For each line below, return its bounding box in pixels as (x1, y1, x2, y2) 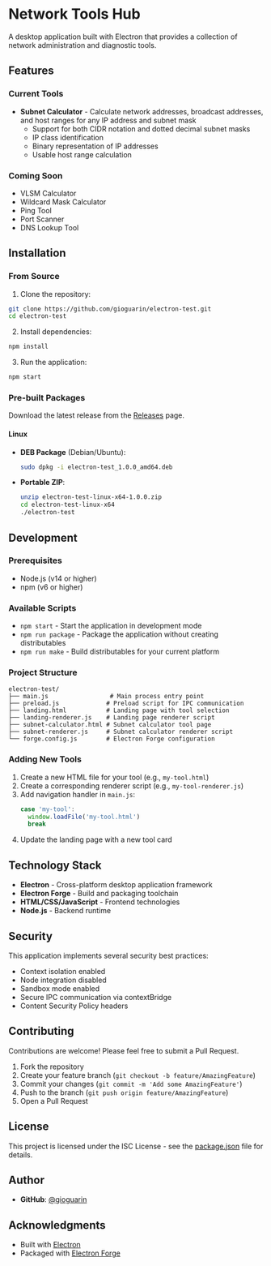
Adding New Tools (8, 753, 83, 765)
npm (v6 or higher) (19, 582, 83, 592)
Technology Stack (8, 858, 102, 872)
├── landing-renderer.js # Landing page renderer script (8, 714, 216, 722)
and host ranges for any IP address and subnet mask (19, 115, 197, 125)
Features (8, 64, 54, 78)
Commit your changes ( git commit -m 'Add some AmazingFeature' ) (19, 1079, 243, 1088)
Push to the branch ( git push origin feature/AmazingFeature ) (19, 1088, 229, 1097)
